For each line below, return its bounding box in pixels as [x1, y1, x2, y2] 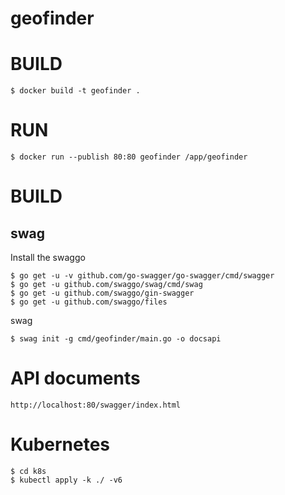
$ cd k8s [10, 466, 47, 476]
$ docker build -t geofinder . [10, 86, 141, 96]
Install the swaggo [10, 252, 86, 264]
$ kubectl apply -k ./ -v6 [10, 475, 123, 485]
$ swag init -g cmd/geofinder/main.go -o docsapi [10, 334, 222, 344]
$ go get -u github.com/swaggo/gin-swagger [10, 288, 195, 299]
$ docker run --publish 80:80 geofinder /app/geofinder [10, 152, 248, 162]
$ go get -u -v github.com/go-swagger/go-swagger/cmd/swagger [10, 271, 275, 281]
